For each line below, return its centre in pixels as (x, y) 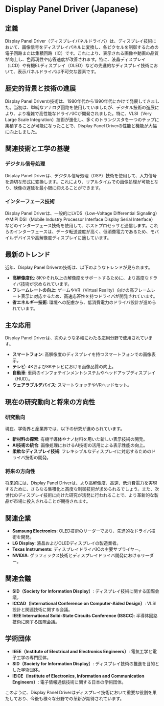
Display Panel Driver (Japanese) (72, 9)
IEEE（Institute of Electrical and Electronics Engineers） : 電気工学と (82, 651)
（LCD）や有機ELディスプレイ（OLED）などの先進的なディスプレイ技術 (77, 65)
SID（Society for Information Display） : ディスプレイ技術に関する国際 (83, 591)
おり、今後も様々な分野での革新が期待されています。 (71, 698)
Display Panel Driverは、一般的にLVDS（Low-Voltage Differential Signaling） (81, 213)
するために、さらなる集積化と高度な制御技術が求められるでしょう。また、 (80, 489)
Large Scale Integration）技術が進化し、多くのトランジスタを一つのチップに (82, 119)
